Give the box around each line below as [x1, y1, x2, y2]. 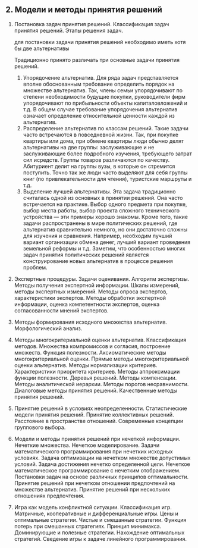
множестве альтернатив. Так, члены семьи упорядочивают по [23, 86, 183, 94]
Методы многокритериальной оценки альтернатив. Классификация [14, 336, 187, 343]
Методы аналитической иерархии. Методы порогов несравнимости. [14, 380, 189, 387]
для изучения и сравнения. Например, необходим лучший [23, 232, 172, 239]
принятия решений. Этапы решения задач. [14, 27, 123, 34]
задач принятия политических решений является [23, 251, 149, 258]
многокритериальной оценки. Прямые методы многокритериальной [14, 355, 190, 362]
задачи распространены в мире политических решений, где [23, 220, 178, 227]
